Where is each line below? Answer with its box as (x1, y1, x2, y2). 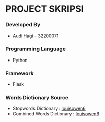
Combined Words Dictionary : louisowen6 (12, 111, 100, 117)
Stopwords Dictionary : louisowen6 (12, 105, 86, 112)
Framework (5, 70, 34, 77)
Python (12, 57, 28, 63)
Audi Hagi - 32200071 (12, 33, 59, 39)
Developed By (5, 21, 41, 28)
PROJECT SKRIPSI (5, 3, 84, 15)
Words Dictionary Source (5, 94, 69, 101)
